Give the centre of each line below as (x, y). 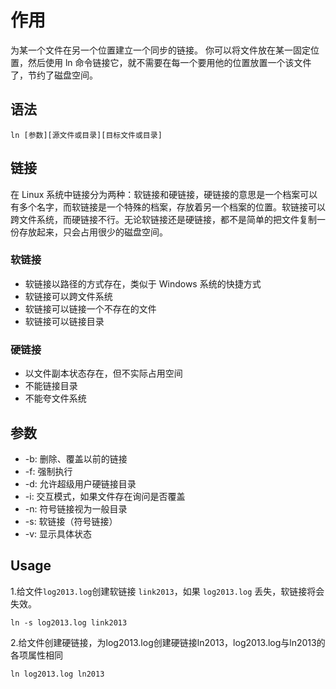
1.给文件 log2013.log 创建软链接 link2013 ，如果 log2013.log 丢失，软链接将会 (167, 591)
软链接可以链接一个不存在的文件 (90, 308)
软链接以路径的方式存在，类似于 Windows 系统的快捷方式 (143, 283)
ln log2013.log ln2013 (57, 674)
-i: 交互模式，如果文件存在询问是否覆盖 (105, 496)
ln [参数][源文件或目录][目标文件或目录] (86, 135)
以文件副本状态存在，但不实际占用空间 (103, 373)
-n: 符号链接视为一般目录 (76, 508)
